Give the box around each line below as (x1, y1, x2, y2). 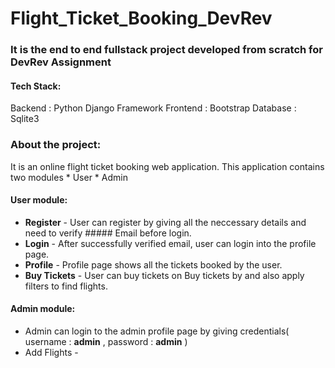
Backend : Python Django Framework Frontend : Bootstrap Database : (10, 102, 297, 114)
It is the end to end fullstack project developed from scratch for (10, 43, 323, 57)
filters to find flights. (24, 280, 108, 292)
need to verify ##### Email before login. (24, 227, 192, 239)
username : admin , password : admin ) (24, 336, 188, 348)
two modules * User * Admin (10, 171, 128, 183)
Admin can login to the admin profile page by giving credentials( (24, 325, 290, 337)
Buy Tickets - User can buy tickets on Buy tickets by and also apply (24, 269, 305, 281)
